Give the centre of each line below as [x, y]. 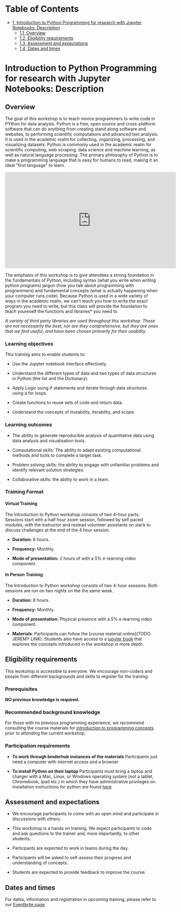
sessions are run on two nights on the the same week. [59, 590]
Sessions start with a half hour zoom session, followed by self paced [74, 519]
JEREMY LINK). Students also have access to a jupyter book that [77, 639]
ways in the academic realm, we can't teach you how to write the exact [76, 301]
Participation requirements [38, 746]
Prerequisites [21, 689]
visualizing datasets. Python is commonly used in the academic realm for [79, 144]
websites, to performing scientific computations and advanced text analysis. [82, 134]
